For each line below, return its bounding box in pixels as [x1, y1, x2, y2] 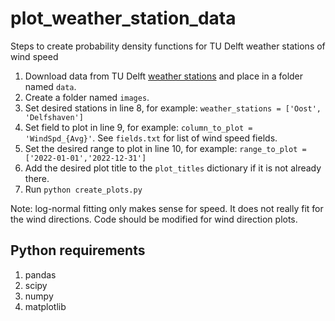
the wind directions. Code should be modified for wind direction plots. [10, 213, 298, 225]
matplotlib [24, 300, 67, 312]
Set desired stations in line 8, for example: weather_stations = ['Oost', [24, 102, 322, 114]
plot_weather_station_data [10, 7, 237, 30]
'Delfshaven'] [24, 112, 84, 122]
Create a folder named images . [24, 91, 150, 103]
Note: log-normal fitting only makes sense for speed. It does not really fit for [10, 202, 324, 214]
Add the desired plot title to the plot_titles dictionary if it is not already [24, 162, 322, 174]
